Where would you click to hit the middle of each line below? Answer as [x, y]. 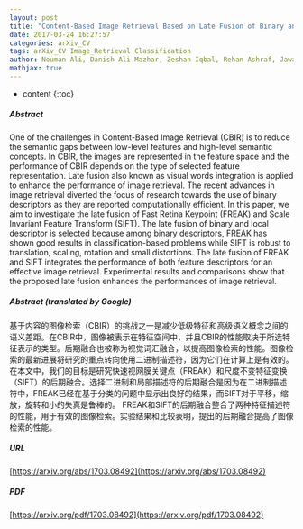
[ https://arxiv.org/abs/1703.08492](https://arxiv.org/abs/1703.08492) [138, 471]
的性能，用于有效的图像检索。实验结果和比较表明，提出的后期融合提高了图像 [151, 415]
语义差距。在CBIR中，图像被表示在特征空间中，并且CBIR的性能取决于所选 [146, 337]
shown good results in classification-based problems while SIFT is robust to [150, 242]
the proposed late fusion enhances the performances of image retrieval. [143, 281]
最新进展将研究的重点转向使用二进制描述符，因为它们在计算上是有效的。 [159, 359]
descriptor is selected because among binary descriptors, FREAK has [138, 233]
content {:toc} [48, 93]
